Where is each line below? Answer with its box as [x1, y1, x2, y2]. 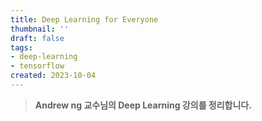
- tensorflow [10, 61, 65, 71]
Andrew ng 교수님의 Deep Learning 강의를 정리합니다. [34, 99, 252, 111]
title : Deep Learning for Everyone [10, 14, 159, 25]
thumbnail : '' [10, 24, 70, 34]
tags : [10, 42, 33, 53]
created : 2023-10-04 [10, 71, 97, 81]
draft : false [10, 33, 65, 43]
